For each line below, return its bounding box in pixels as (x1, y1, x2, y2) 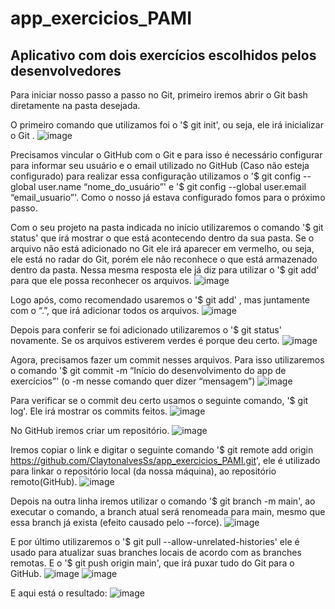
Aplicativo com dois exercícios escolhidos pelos (10, 47, 317, 64)
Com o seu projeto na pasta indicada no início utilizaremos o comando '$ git (10, 222, 324, 233)
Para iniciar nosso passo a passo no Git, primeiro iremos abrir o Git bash (10, 89, 308, 101)
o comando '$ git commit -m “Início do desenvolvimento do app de (10, 365, 287, 376)
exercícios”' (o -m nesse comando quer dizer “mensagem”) (10, 375, 256, 387)
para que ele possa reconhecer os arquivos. (10, 275, 192, 286)
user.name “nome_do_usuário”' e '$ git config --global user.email (38, 181, 307, 192)
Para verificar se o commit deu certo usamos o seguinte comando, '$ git (10, 395, 309, 406)
